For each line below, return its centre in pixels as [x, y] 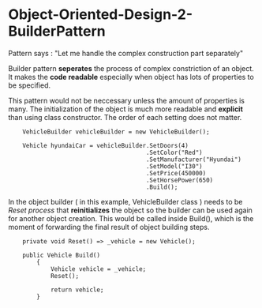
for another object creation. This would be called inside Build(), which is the [131, 218]
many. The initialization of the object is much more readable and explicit [125, 109]
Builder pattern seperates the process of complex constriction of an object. [131, 68]
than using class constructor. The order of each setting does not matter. [125, 117]
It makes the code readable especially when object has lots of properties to [131, 77]
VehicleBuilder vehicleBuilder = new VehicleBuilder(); [116, 132]
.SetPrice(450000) [176, 173]
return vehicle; [77, 290]
